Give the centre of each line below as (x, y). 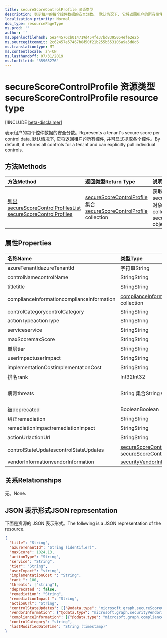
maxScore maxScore (31, 339)
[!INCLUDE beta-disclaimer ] (34, 122)
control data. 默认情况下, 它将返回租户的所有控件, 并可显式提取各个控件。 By (83, 139)
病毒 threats (21, 393)
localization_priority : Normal (38, 19)
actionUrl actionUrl (29, 437)
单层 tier (17, 349)
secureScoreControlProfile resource (82, 98)
